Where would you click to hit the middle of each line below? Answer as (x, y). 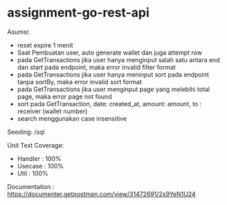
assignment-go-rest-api (79, 13)
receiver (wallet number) (52, 111)
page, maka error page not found (64, 96)
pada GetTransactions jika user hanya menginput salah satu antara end (118, 59)
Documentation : (31, 186)
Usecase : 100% (40, 166)
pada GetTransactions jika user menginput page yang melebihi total (113, 89)
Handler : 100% (39, 158)
